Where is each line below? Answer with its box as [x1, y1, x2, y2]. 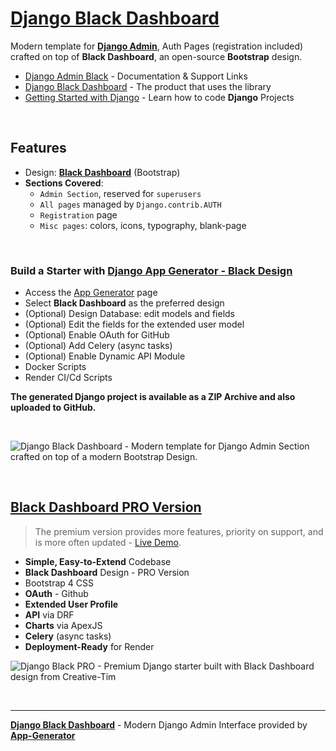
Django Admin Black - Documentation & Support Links [24, 70, 248, 82]
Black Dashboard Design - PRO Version [24, 566, 190, 578]
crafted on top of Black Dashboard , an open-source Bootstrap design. [10, 50, 303, 62]
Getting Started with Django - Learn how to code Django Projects [24, 91, 295, 103]
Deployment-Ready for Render [24, 640, 155, 652]
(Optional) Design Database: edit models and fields [24, 308, 236, 320]
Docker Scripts [24, 361, 87, 373]
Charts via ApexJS [24, 619, 103, 631]
